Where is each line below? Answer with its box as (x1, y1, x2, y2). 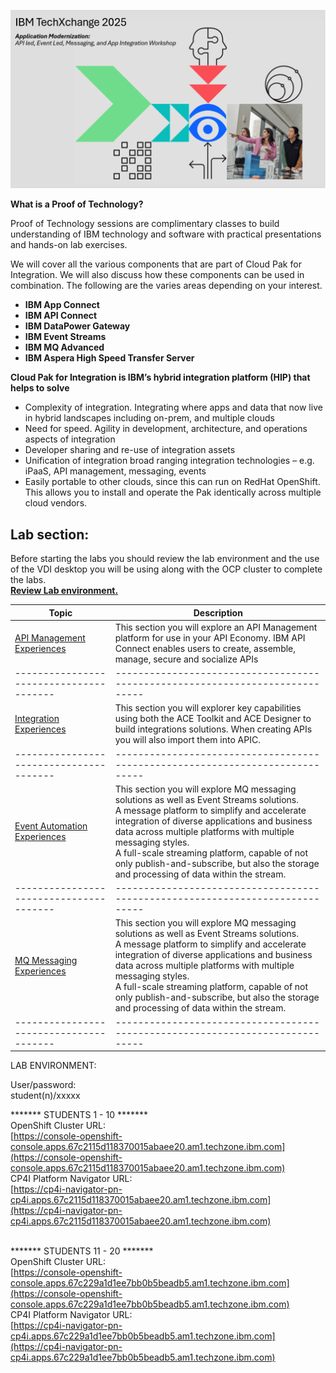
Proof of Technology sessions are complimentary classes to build (10, 218, 280, 230)
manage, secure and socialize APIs (114, 653, 259, 665)
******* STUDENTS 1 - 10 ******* (10, 1109, 148, 1121)
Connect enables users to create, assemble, (114, 642, 297, 654)
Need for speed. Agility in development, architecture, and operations (24, 423, 308, 435)
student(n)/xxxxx (10, 1090, 81, 1102)
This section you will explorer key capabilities (114, 702, 302, 714)
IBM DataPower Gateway (24, 320, 131, 332)
